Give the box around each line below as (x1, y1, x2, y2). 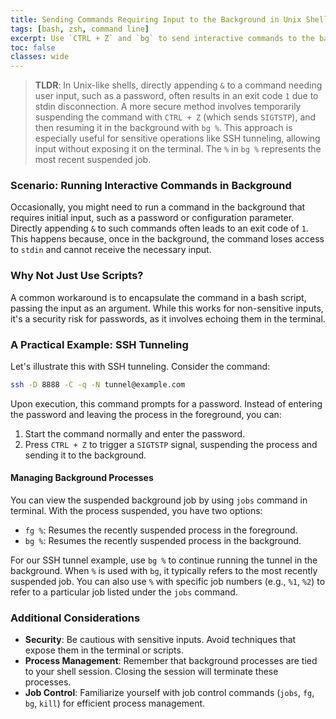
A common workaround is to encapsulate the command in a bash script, (10, 291, 307, 303)
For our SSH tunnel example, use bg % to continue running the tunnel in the (10, 554, 318, 566)
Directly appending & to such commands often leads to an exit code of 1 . (10, 222, 309, 235)
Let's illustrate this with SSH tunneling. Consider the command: (10, 361, 271, 373)
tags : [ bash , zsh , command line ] (10, 24, 150, 34)
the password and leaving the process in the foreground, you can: (10, 408, 282, 420)
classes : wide (10, 52, 70, 62)
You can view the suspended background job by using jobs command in (10, 494, 308, 506)
